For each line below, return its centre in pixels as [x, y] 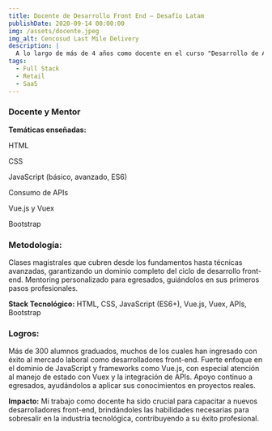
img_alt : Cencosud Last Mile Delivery [74, 38]
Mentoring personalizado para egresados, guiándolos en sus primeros [142, 280]
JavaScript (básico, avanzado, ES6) [68, 177]
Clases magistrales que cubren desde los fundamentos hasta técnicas [125, 262]
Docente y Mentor [45, 112]
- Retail [30, 76]
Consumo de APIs [38, 192]
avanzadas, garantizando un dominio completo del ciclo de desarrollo [125, 271]
